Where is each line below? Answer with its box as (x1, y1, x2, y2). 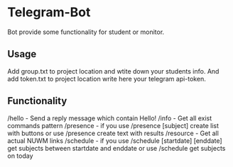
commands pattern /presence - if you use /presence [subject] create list (7, 121, 219, 129)
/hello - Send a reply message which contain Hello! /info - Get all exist (7, 114, 212, 122)
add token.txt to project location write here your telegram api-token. (7, 74, 206, 83)
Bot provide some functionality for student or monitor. (7, 28, 165, 36)
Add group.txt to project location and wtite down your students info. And (7, 67, 220, 75)
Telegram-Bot (7, 4, 91, 21)
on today (7, 151, 33, 160)
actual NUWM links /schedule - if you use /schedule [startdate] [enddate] (7, 136, 222, 145)
